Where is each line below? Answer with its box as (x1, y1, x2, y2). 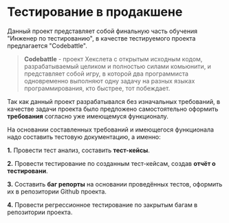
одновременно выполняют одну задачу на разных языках (23, 76, 195, 85)
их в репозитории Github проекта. (7, 187, 107, 195)
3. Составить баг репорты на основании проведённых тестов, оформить (7, 180, 223, 188)
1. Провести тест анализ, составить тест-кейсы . (7, 146, 150, 154)
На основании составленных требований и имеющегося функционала (7, 125, 215, 134)
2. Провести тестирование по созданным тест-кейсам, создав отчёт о (7, 159, 216, 167)
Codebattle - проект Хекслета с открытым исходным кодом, (23, 54, 203, 63)
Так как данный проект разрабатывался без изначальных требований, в (7, 97, 221, 105)
